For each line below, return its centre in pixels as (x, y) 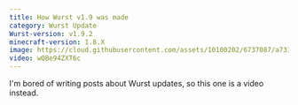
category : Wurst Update (53, 26)
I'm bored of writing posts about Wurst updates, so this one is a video (137, 83)
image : (21, 50)
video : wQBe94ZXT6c (45, 58)
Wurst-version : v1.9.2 (51, 34)
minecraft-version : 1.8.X (57, 42)
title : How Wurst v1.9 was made (69, 17)
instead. (24, 93)
